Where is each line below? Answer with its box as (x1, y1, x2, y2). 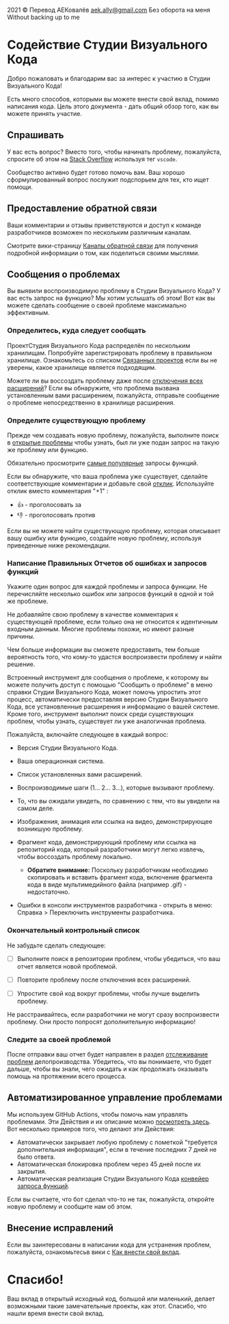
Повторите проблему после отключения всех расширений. (16, 976, 191, 984)
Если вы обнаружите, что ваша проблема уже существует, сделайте (7, 472, 208, 480)
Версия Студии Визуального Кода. (16, 744, 118, 752)
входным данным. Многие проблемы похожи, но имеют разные (7, 625, 195, 633)
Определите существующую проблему (7, 415, 146, 425)
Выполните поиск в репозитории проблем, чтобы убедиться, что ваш (16, 954, 221, 962)
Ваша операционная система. (16, 757, 105, 766)
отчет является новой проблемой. (16, 962, 118, 970)
